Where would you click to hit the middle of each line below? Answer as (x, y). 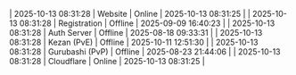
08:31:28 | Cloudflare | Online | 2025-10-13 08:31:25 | (107, 61)
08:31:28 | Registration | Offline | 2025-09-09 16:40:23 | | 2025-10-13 (147, 23)
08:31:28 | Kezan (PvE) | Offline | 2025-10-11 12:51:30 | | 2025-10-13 (134, 42)
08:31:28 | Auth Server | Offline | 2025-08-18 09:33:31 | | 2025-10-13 (136, 33)
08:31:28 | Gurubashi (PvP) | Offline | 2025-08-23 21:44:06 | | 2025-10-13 (145, 52)
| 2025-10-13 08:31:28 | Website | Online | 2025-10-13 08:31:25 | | (130, 14)
